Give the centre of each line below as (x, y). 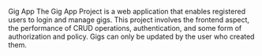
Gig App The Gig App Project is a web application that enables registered (127, 11)
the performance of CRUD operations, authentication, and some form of (125, 28)
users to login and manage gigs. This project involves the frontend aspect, (129, 20)
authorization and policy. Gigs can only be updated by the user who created (131, 36)
